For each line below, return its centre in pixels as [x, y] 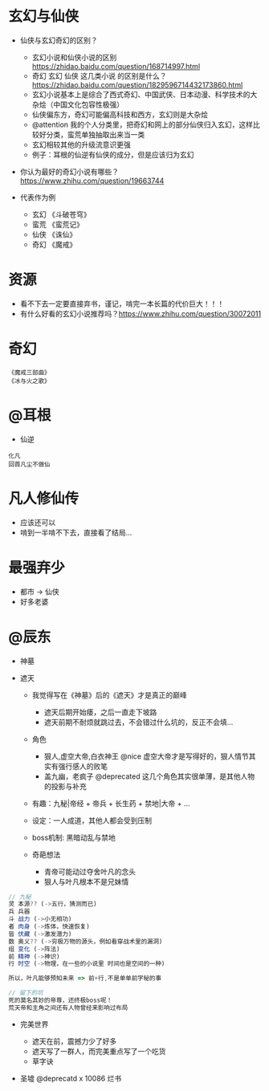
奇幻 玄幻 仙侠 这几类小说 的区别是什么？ [99, 75]
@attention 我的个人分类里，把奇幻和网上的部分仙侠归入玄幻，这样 [143, 124]
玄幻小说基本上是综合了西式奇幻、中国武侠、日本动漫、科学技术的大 [145, 94]
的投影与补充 [65, 786]
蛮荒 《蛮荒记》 [58, 224]
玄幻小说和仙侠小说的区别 [74, 57]
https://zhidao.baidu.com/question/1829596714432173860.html [137, 84]
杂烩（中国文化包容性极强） [78, 104]
